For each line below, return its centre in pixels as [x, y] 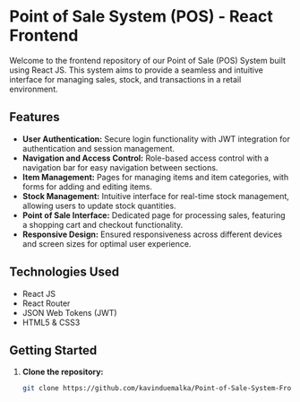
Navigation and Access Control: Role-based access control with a [146, 158]
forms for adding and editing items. [87, 187]
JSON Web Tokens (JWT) [70, 312]
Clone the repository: [63, 372]
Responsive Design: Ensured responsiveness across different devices [152, 234]
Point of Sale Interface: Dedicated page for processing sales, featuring [154, 215]
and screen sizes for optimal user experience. [107, 243]
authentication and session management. [99, 148]
